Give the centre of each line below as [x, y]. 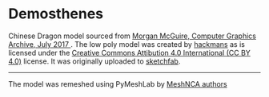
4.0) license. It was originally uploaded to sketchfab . [94, 61]
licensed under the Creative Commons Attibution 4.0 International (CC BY [129, 52]
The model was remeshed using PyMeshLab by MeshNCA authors [118, 83]
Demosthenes [56, 14]
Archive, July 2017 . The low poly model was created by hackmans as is [127, 44]
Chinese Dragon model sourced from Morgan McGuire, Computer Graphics [132, 36]
